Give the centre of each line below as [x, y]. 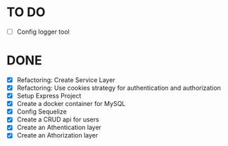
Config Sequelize [42, 112]
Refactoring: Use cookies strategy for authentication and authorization [119, 88]
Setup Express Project [49, 96]
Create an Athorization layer [57, 135]
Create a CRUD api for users [58, 119]
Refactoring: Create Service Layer [66, 80]
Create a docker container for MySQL [71, 104]
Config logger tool [43, 32]
